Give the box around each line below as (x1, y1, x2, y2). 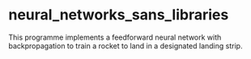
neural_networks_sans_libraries (8, 6, 229, 24)
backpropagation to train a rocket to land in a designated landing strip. (8, 40, 243, 50)
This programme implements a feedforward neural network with (8, 32, 222, 42)
